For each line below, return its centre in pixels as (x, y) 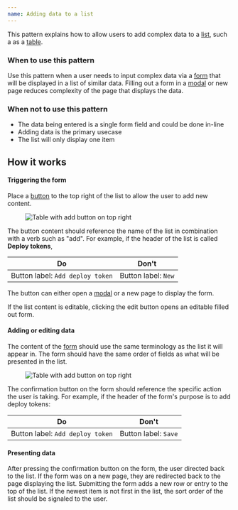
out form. (21, 314)
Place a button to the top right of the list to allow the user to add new (108, 195)
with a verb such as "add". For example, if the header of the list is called (113, 238)
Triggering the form (37, 180)
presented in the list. (37, 362)
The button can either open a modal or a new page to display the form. (111, 293)
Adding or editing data (41, 330)
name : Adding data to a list (50, 14)
